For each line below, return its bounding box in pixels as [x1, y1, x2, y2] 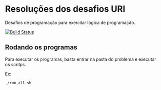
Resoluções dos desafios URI [5, 3, 125, 15]
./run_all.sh [5, 80, 32, 85]
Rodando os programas [5, 43, 78, 52]
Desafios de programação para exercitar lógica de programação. [5, 20, 136, 25]
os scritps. [5, 61, 26, 67]
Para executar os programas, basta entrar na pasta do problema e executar [5, 56, 156, 62]
